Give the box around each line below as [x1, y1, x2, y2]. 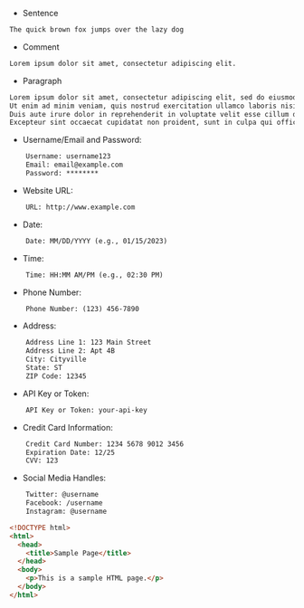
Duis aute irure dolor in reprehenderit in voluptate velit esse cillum [9, 109, 290, 119]
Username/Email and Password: [22, 135, 142, 146]
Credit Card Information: [22, 422, 113, 432]
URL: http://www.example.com [25, 203, 136, 212]
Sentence [22, 8, 59, 18]
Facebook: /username [25, 499, 103, 508]
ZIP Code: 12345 [25, 371, 88, 381]
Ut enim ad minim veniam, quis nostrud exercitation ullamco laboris [9, 101, 278, 110]
